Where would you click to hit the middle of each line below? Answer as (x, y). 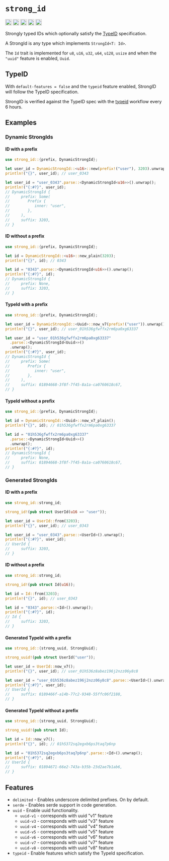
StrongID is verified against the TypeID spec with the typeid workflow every (83, 101)
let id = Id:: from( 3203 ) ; (32, 593)
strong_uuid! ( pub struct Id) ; (37, 730)
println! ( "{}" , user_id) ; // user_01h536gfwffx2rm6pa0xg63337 (72, 329)
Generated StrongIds (31, 480)
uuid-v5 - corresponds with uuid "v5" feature (67, 832)
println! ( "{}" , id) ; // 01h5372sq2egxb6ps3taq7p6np (60, 744)
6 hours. (14, 107)
